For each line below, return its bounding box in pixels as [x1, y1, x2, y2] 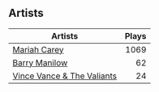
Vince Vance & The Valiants [12, 70, 118, 82]
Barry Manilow [12, 56, 68, 68]
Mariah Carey [12, 44, 64, 55]
